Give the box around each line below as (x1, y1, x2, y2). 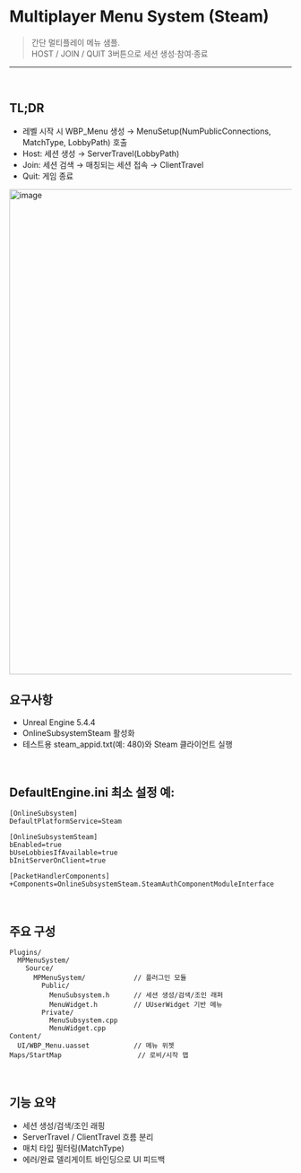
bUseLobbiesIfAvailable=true (9, 848, 118, 858)
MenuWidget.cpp (48, 1024, 106, 1033)
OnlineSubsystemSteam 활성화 (21, 727, 135, 738)
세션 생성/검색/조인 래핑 (21, 1120, 106, 1131)
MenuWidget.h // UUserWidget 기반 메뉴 (48, 1001, 223, 1010)
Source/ (25, 964, 54, 973)
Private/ (41, 1008, 74, 1018)
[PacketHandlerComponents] (9, 872, 110, 881)
